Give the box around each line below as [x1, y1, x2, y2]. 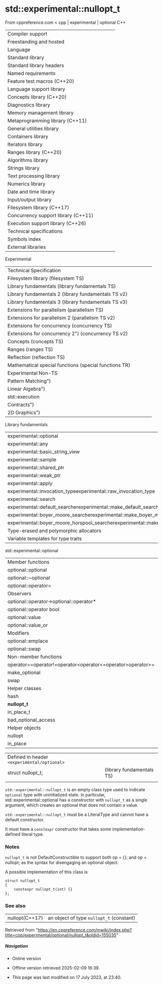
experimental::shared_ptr [7, 464, 65, 471]
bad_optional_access [7, 716, 56, 723]
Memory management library [7, 109, 74, 116]
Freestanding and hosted [7, 38, 65, 45]
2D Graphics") [7, 409, 40, 416]
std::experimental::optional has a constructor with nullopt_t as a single [5, 797, 147, 803]
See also [5, 902, 26, 909]
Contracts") [7, 401, 34, 408]
